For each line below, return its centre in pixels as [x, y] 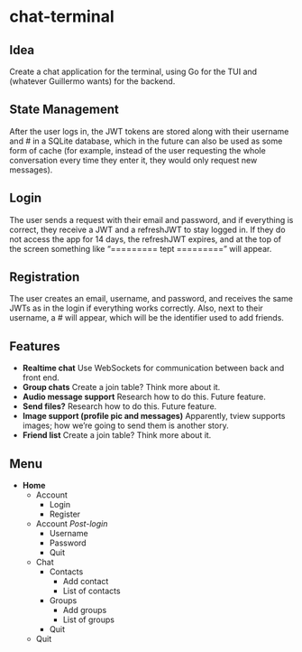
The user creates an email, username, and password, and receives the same [151, 299]
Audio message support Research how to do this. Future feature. [144, 397]
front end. [41, 377]
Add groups [85, 610]
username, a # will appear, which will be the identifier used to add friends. [146, 318]
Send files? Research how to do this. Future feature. [119, 406]
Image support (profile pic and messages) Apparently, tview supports [154, 416]
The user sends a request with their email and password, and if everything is [151, 219]
